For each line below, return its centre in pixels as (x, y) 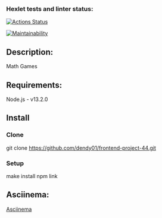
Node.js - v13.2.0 (27, 99)
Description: (30, 52)
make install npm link (32, 176)
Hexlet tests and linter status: (50, 9)
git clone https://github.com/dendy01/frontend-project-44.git (81, 148)
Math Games (22, 67)
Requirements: (34, 85)
